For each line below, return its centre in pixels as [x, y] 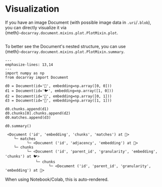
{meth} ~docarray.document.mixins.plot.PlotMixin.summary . [65, 51]
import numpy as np [25, 73]
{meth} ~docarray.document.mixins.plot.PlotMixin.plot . [62, 33]
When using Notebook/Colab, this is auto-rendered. [57, 179]
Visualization [32, 9]
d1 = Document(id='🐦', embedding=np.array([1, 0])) [59, 91]
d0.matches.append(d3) [28, 118]
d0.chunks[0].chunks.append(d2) [38, 113]
